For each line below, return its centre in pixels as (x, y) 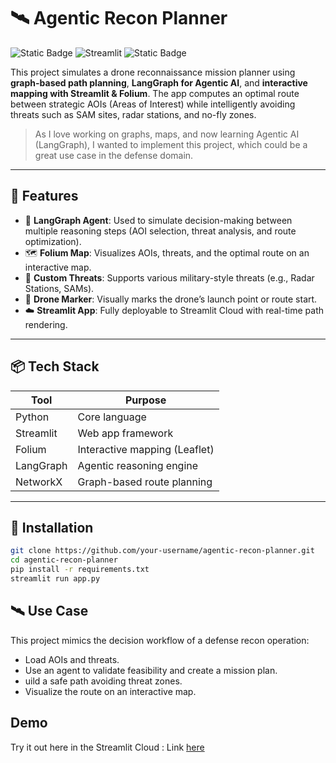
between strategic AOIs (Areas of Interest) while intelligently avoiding (153, 104)
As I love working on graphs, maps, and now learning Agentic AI (167, 134)
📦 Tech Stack (55, 366)
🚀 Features (44, 196)
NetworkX (39, 482)
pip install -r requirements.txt (80, 570)
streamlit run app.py (55, 579)
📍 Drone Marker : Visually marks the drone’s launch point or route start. (171, 299)
